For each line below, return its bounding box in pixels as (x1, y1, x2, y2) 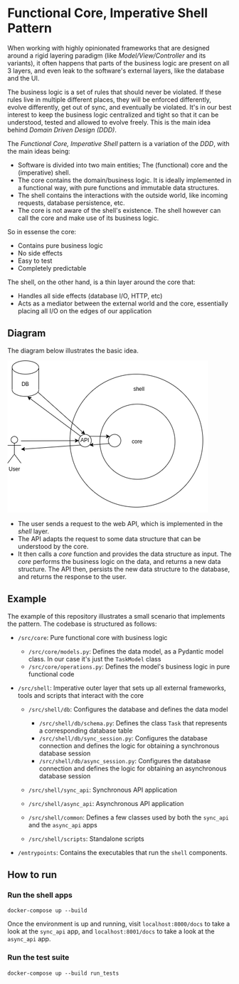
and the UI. (7, 73, 40, 83)
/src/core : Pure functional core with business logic (17, 633, 168, 642)
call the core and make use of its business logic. (17, 214, 159, 222)
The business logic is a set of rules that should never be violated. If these (7, 88, 222, 96)
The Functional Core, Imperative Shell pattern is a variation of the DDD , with (7, 139, 230, 147)
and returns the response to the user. (17, 572, 127, 581)
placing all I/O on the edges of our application (17, 306, 152, 315)
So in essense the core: (7, 227, 77, 236)
